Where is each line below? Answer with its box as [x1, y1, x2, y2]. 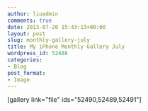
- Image [7, 76, 30, 83]
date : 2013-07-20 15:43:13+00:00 [7, 23, 106, 30]
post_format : [7, 69, 46, 76]
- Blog [7, 63, 27, 70]
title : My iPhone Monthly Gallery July [7, 43, 125, 50]
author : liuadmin [7, 10, 59, 18]
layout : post [7, 30, 46, 37]
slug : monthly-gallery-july [7, 37, 91, 44]
